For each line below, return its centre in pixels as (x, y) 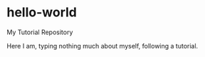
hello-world (42, 12)
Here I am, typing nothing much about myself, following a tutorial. (102, 46)
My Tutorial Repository (40, 32)
